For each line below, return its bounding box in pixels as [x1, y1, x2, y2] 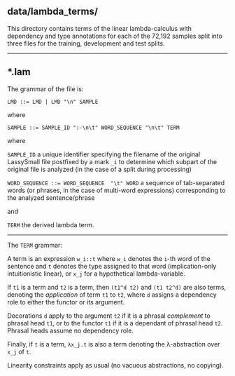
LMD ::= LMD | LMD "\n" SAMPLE [7, 98, 99, 105]
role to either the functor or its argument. [7, 297, 125, 306]
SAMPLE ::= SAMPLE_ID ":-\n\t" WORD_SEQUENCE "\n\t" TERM [7, 124, 180, 131]
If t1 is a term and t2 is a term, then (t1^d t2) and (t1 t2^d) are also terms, [7, 283, 227, 291]
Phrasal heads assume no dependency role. [7, 326, 134, 335]
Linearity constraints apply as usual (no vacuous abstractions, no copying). [7, 361, 224, 369]
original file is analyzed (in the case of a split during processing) [7, 165, 192, 173]
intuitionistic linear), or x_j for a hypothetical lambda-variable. [7, 269, 185, 278]
